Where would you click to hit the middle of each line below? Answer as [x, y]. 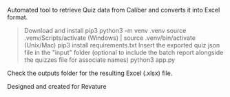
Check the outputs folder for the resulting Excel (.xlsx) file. [90, 73]
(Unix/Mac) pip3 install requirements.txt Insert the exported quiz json [122, 45]
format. [18, 17]
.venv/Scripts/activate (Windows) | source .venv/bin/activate [110, 38]
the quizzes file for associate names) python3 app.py [100, 60]
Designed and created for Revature [57, 86]
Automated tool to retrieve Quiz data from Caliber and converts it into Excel [114, 10]
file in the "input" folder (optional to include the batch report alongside [124, 52]
